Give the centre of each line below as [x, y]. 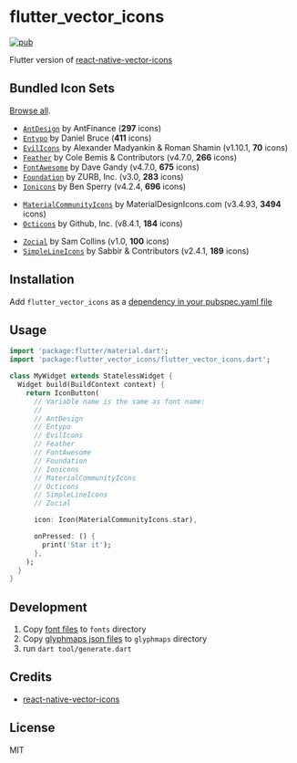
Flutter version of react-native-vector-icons [91, 59]
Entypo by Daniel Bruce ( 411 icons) [87, 138]
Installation [42, 280]
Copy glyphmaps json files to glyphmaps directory [115, 639]
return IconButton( [63, 393]
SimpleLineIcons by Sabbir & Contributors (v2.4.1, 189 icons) [136, 251]
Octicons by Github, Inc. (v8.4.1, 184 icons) [103, 223]
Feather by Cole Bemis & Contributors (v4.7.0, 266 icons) [130, 157]
